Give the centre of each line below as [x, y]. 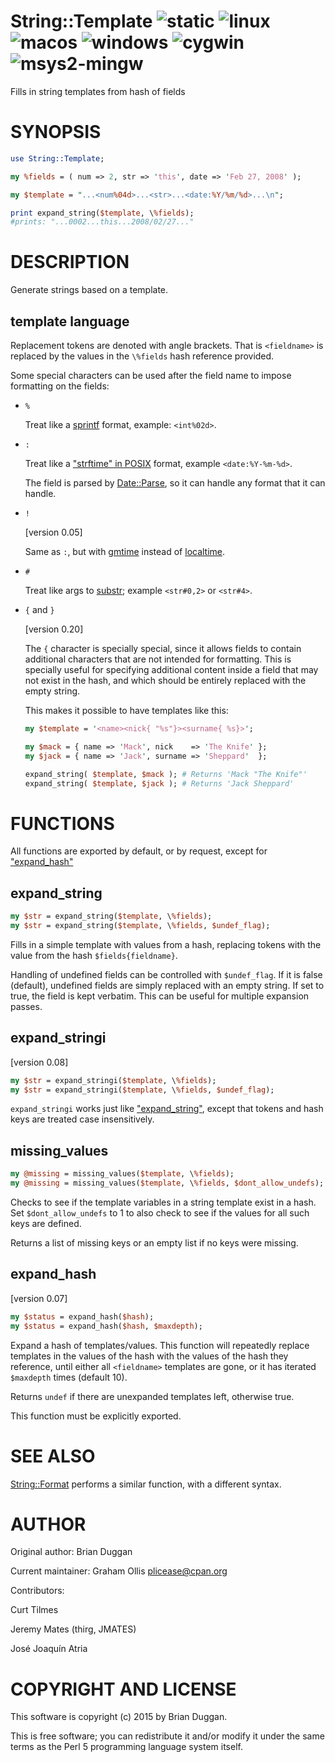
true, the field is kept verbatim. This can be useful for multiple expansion [160, 996]
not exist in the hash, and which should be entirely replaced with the [165, 680]
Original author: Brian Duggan [71, 1552]
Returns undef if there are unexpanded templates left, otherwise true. [152, 1396]
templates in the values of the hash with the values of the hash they [149, 1356]
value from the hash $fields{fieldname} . [94, 955]
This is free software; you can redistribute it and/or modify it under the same [167, 1736]
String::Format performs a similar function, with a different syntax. [146, 1484]
